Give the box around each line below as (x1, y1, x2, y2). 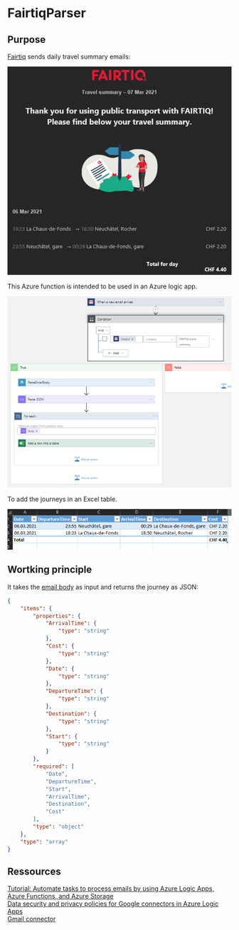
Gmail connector (7, 915, 56, 924)
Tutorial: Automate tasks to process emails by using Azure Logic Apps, (7, 884, 215, 893)
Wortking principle (7, 564, 92, 576)
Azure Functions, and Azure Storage (7, 892, 114, 901)
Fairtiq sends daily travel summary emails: (7, 52, 131, 61)
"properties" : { (33, 612, 81, 620)
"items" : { (20, 605, 53, 612)
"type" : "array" (20, 838, 69, 845)
